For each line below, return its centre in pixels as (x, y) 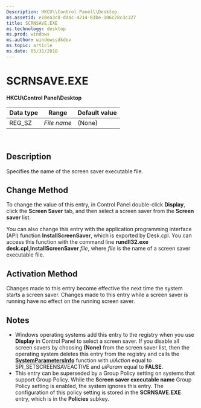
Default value (97, 112)
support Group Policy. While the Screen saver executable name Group (103, 379)
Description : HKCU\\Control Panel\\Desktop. (63, 12)
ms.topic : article (29, 46)
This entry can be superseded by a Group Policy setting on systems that (105, 373)
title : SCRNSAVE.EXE (32, 23)
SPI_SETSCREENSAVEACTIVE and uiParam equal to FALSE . (89, 366)
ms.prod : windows (28, 34)
